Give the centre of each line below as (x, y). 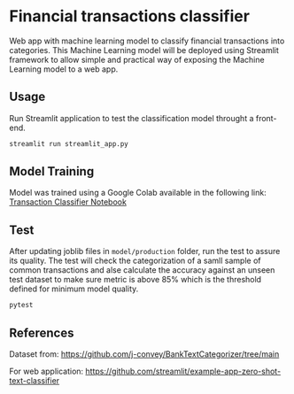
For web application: (46, 371)
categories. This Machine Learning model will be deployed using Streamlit (144, 50)
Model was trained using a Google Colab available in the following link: (138, 193)
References (42, 332)
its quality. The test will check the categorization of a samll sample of (135, 261)
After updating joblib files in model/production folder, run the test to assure (145, 251)
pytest (21, 305)
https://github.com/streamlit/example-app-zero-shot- (183, 371)
